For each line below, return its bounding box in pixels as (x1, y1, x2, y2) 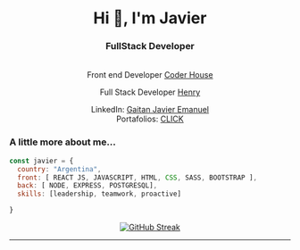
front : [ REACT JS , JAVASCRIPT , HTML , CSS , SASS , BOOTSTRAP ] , (17, 173, 257, 182)
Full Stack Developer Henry (99, 87, 201, 97)
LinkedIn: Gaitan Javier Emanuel (90, 104, 210, 115)
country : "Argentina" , (17, 164, 102, 173)
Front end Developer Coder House (87, 70, 213, 80)
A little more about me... (9, 136, 116, 148)
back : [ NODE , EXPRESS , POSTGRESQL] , (17, 181, 158, 190)
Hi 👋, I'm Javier (93, 8, 207, 29)
